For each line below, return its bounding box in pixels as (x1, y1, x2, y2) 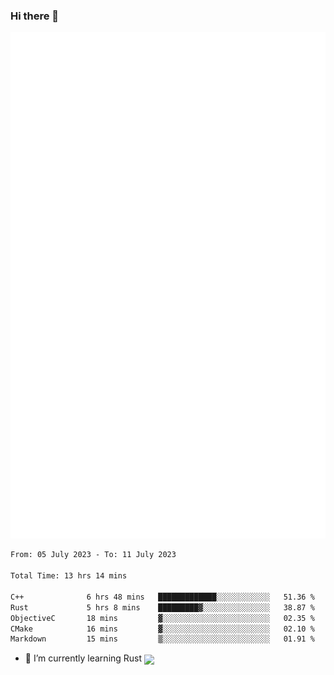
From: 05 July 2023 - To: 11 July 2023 (10, 550, 177, 560)
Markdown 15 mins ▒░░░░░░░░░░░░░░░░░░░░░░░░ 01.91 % (10, 634, 315, 644)
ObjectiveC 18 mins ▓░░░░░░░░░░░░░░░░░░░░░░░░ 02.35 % (10, 613, 315, 623)
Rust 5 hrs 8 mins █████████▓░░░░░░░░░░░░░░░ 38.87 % (10, 602, 315, 613)
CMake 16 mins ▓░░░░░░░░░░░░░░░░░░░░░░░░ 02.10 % (10, 624, 315, 634)
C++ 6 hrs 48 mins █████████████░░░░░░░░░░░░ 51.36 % (10, 592, 315, 602)
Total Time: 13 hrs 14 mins (10, 571, 128, 581)
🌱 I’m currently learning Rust (24, 652, 143, 664)
